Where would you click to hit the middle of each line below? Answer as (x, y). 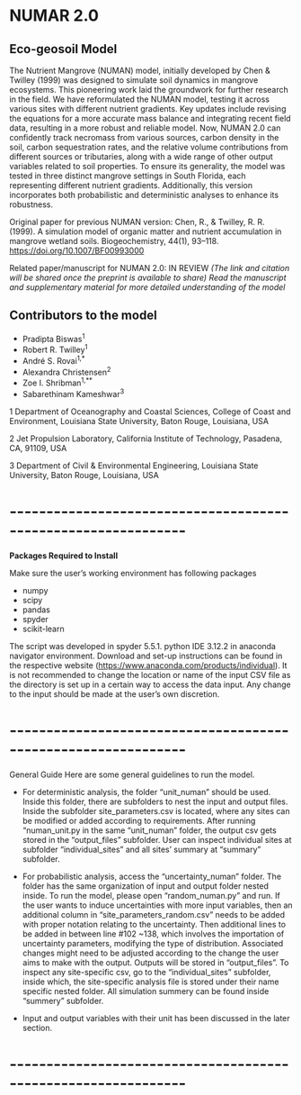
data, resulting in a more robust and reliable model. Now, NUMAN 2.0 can (145, 128)
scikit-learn (43, 629)
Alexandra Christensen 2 (66, 371)
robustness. (31, 204)
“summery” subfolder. (63, 1000)
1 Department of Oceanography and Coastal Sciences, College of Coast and (150, 412)
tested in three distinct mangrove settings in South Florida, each (128, 176)
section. (37, 1027)
